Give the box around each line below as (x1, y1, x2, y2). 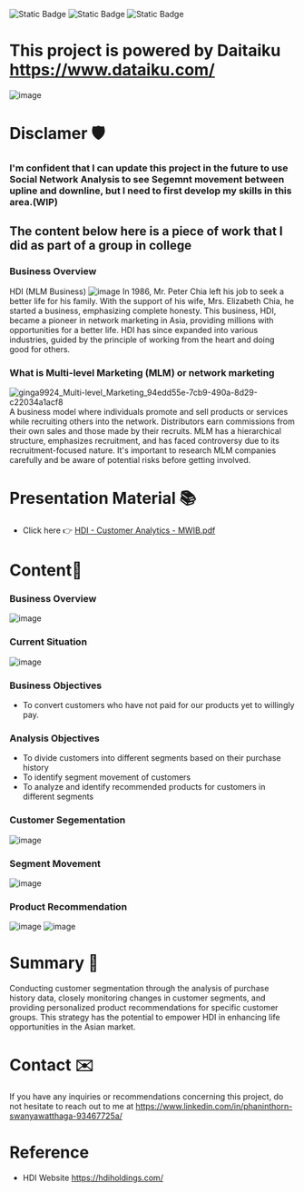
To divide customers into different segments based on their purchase (22, 753, 281, 763)
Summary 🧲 (9, 953, 99, 973)
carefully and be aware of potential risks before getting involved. (9, 455, 251, 466)
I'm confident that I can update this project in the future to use (9, 162, 289, 174)
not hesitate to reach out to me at (9, 1101, 134, 1112)
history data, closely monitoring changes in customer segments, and (9, 992, 266, 1003)
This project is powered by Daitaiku (9, 41, 281, 61)
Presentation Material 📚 (9, 488, 197, 508)
